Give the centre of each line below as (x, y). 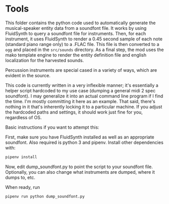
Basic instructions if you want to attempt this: (52, 127)
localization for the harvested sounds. (45, 60)
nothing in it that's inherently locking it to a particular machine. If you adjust (84, 107)
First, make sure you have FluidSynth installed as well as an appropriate (80, 137)
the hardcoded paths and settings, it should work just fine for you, (74, 112)
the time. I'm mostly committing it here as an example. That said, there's (80, 101)
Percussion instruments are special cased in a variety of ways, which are (81, 70)
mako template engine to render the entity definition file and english (76, 55)
